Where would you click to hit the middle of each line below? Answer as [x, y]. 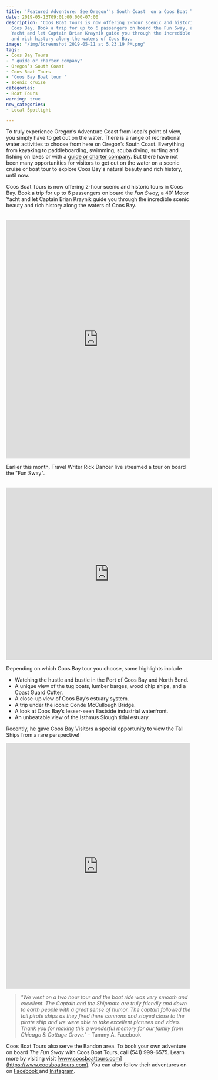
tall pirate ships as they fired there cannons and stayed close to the [103, 1016]
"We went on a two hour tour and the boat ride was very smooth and [104, 997]
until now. [18, 175]
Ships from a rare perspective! [43, 735]
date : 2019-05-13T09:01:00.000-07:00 [52, 17]
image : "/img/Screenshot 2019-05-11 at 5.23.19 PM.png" [76, 45]
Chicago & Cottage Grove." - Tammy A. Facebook [81, 1035]
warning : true [24, 99]
